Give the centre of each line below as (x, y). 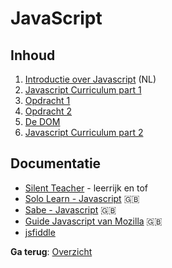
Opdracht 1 (47, 100)
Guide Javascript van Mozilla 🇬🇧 (93, 221)
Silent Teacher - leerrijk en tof (86, 188)
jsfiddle (40, 232)
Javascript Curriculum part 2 (84, 132)
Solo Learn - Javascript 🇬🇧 (82, 198)
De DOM (42, 121)
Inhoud (33, 55)
